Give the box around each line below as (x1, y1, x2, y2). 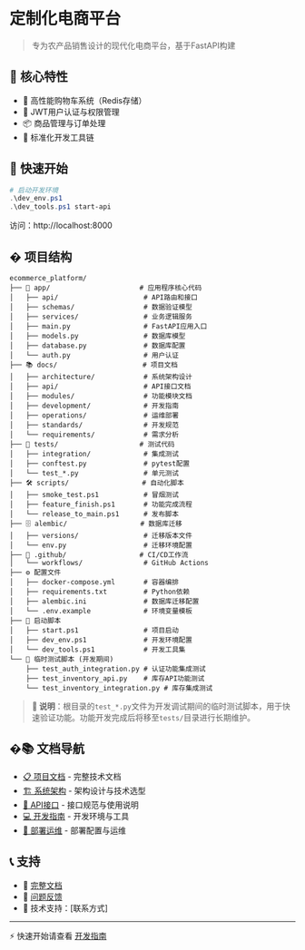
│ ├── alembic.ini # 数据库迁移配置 (9, 597, 200, 606)
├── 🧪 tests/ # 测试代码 (9, 440, 175, 449)
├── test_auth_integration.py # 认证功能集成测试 (25, 664, 206, 673)
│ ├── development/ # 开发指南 (9, 401, 180, 410)
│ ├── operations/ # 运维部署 (9, 411, 180, 420)
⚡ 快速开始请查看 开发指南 (9, 930, 107, 941)
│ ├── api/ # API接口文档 (9, 382, 192, 391)
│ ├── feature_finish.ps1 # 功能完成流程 (9, 500, 192, 509)
